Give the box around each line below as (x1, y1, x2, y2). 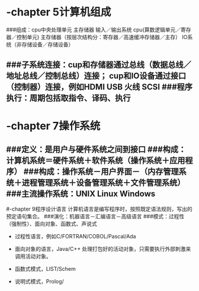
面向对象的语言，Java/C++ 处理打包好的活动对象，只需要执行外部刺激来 (14, 245, 191, 253)
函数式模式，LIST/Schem (14, 266, 76, 273)
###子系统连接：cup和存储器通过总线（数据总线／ (6, 60, 191, 70)
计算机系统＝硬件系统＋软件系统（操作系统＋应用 (6, 155, 185, 166)
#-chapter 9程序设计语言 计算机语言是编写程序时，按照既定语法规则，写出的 (6, 205, 192, 213)
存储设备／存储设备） (21, 41, 74, 48)
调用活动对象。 (14, 253, 52, 260)
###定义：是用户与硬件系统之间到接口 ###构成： (6, 144, 187, 154)
